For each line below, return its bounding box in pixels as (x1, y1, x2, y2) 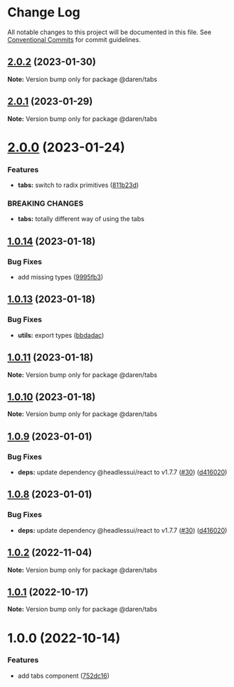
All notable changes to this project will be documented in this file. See (7, 28, 212, 36)
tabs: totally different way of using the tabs (17, 215, 144, 223)
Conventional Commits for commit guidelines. (7, 35, 141, 43)
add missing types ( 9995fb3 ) (17, 273, 104, 282)
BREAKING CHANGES (7, 198, 84, 208)
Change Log (7, 4, 80, 21)
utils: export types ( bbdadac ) (17, 331, 105, 339)
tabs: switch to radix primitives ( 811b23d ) (17, 181, 139, 189)
